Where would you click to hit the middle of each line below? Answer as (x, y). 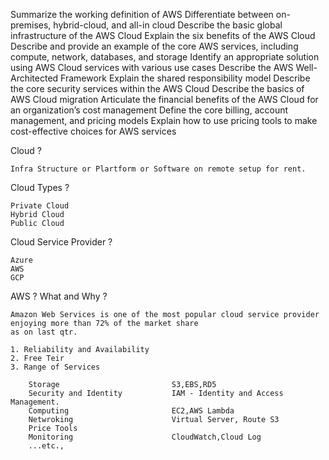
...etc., (46, 446)
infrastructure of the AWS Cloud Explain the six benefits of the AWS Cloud (163, 35)
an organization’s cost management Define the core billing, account (149, 110)
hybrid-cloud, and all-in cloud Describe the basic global (168, 25)
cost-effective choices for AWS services (93, 131)
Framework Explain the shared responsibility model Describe (185, 78)
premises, (31, 25)
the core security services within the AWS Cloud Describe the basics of (157, 88)
